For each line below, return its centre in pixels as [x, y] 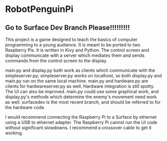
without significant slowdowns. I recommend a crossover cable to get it [79, 128]
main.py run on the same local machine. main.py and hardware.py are [77, 81]
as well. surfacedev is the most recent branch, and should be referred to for [83, 102]
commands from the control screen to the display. [56, 61]
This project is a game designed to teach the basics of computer [72, 39]
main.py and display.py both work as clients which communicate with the [80, 70]
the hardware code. [25, 107]
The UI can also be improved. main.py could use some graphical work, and [82, 91]
